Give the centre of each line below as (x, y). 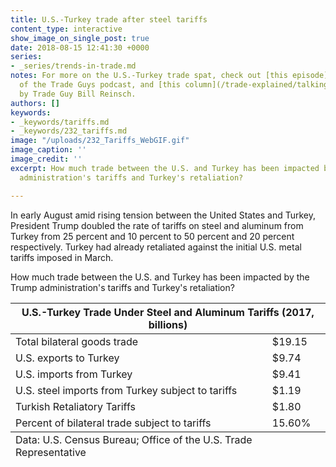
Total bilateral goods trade (77, 341)
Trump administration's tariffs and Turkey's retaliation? (122, 287)
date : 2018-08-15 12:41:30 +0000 (80, 47)
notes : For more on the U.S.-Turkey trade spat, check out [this (149, 76)
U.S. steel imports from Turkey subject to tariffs (126, 390)
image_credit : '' (46, 159)
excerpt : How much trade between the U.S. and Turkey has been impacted (165, 168)
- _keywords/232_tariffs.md (69, 131)
